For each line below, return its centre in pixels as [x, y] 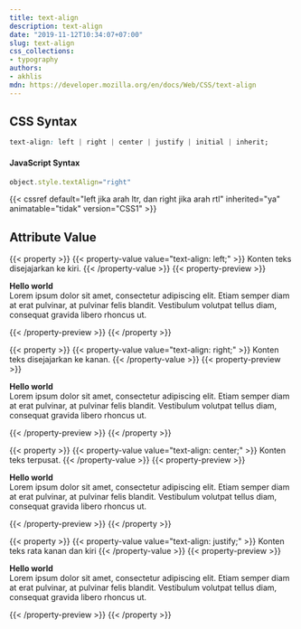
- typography [34, 60]
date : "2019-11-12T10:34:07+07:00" [76, 34]
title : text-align [44, 18]
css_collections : [42, 52]
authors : [26, 69]
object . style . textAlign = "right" [70, 182]
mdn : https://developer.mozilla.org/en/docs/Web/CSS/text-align [133, 85]
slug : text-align [42, 43]
